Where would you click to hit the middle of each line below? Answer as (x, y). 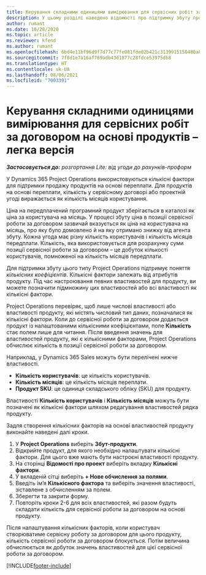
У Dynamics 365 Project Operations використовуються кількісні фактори (100, 179)
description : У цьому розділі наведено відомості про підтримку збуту (98, 18)
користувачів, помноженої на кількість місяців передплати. (85, 256)
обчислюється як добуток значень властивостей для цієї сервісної (94, 547)
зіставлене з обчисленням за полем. (63, 490)
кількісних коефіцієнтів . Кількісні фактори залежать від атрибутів (92, 275)
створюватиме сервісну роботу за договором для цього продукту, (94, 534)
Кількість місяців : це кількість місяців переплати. (82, 382)
